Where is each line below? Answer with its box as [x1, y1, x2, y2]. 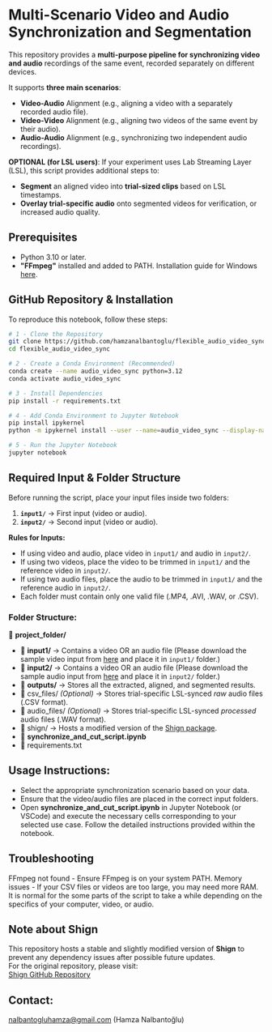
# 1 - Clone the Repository [8, 330, 104, 338]
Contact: [8, 993, 54, 1007]
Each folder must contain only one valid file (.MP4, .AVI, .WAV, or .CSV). [19, 591, 259, 601]
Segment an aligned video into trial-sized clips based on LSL [19, 181, 227, 191]
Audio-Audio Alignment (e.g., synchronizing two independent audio [19, 132, 248, 143]
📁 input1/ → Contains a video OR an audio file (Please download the [19, 646, 247, 655]
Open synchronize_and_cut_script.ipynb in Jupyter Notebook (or [19, 802, 241, 812]
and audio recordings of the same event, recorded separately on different [8, 58, 255, 68]
